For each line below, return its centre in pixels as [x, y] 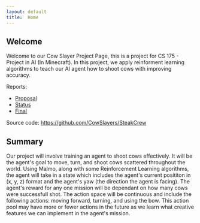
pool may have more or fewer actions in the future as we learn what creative [100, 207]
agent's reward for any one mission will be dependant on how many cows [97, 188]
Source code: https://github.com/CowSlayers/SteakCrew [76, 123]
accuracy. [19, 75]
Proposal [26, 98]
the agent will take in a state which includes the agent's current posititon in [99, 175]
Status [23, 105]
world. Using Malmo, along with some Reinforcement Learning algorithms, [98, 169]
